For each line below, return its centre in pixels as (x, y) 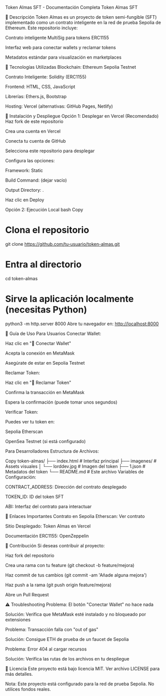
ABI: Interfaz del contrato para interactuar (48, 506)
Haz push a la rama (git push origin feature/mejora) (59, 585)
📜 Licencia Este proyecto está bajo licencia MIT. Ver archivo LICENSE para (82, 668)
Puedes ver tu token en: (30, 421)
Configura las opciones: (30, 161)
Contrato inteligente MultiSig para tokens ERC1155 (57, 38)
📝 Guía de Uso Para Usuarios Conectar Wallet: (53, 333)
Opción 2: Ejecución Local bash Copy (44, 210)
